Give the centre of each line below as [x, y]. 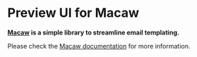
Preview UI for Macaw [74, 13]
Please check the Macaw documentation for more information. [99, 46]
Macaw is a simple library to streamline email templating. [94, 32]
